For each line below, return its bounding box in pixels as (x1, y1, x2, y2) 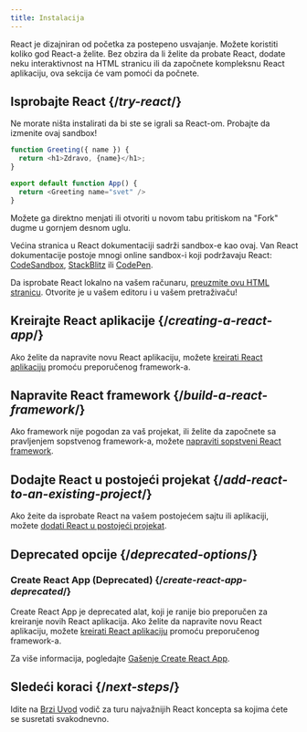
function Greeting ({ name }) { (10, 145, 130, 155)
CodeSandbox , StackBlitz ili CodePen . (10, 259, 153, 270)
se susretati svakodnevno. (10, 713, 110, 724)
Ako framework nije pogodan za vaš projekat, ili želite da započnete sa (10, 426, 277, 437)
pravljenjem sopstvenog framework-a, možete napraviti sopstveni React (10, 435, 281, 447)
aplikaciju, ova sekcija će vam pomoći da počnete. (10, 68, 200, 78)
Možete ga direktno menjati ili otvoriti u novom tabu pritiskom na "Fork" (10, 212, 279, 224)
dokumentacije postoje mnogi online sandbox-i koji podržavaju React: (10, 249, 272, 260)
